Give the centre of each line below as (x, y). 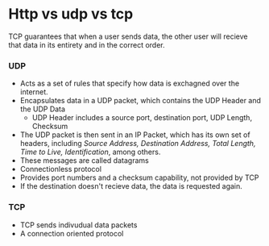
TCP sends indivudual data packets (79, 225)
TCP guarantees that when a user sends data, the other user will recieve (128, 36)
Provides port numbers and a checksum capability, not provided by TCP (139, 177)
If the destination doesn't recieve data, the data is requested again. (131, 186)
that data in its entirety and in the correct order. (87, 44)
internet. (34, 92)
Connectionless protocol (61, 169)
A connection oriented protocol (72, 233)
